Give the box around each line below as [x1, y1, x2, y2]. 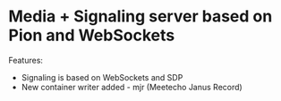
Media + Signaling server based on [8, 6, 273, 27]
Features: [8, 55, 44, 65]
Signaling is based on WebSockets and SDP [21, 72, 183, 82]
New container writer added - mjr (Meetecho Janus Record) [21, 81, 243, 92]
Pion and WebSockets [8, 25, 175, 46]
